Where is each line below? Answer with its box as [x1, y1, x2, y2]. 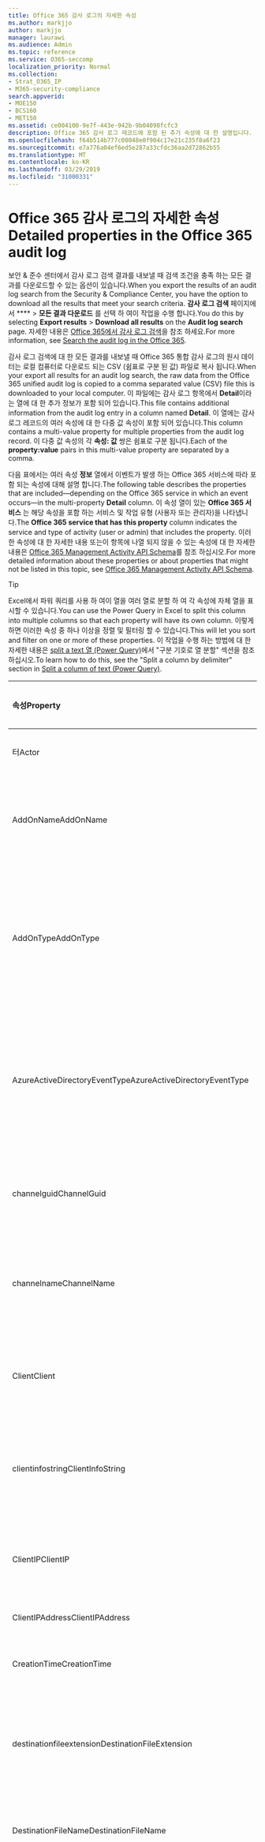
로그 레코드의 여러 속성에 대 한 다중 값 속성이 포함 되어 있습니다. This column [8, 417, 243, 427]
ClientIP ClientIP [12, 1553, 69, 1564]
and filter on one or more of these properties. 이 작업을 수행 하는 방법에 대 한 [8, 635, 252, 645]
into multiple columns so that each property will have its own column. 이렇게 [8, 615, 255, 625]
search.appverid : [8, 92, 65, 100]
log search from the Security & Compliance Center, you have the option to [8, 289, 248, 298]
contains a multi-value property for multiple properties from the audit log [8, 427, 244, 436]
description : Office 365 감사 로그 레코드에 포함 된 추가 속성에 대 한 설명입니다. [8, 129, 253, 136]
